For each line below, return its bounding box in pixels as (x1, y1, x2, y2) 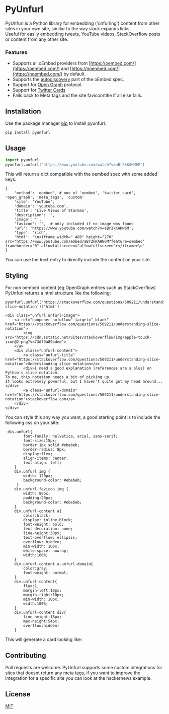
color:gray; (23, 566, 49, 571)
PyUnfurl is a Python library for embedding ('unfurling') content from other (5, 20, 160, 26)
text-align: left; (23, 460, 62, 465)
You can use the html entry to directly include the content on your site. (5, 257, 151, 263)
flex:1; (23, 584, 39, 589)
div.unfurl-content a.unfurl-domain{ (14, 561, 94, 567)
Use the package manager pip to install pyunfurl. (5, 120, 107, 126)
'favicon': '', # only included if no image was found (14, 222, 134, 227)
